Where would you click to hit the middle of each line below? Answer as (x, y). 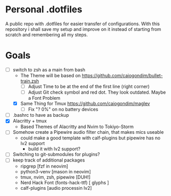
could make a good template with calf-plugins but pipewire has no (90, 138)
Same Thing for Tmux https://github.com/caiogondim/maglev (85, 103)
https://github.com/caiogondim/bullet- (122, 75)
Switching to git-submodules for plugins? (56, 154)
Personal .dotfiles (44, 10)
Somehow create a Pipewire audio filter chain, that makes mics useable (88, 132)
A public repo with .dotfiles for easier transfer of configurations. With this (83, 24)
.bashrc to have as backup (41, 115)
